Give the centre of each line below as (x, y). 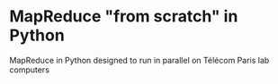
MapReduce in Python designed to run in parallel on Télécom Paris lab (139, 60)
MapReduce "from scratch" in (124, 17)
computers (29, 70)
